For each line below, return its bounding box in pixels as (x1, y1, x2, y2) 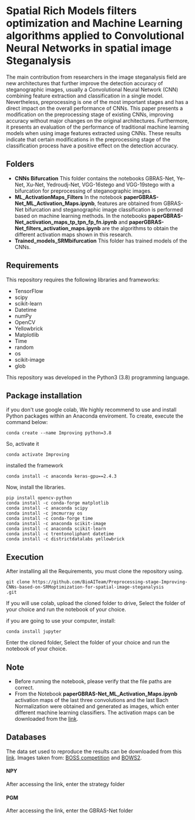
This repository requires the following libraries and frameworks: (6, 276, 160, 283)
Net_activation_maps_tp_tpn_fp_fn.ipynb (14, 219, 117, 226)
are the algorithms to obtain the (102, 224, 178, 231)
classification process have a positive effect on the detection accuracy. (6, 142, 179, 149)
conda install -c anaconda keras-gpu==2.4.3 (6, 473, 117, 479)
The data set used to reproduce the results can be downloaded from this (6, 748, 182, 755)
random (14, 344, 34, 351)
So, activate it (6, 441, 39, 448)
